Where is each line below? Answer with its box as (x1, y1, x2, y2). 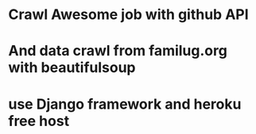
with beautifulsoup (8, 59, 137, 77)
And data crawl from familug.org (8, 42, 228, 60)
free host (8, 112, 70, 130)
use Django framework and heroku (8, 95, 242, 113)
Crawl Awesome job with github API (8, 6, 249, 24)
